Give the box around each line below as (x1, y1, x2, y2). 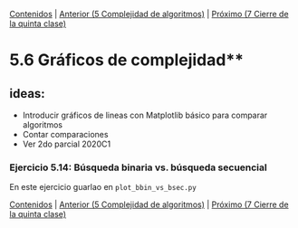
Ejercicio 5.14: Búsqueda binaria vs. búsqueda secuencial (9, 161, 267, 174)
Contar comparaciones (22, 129, 109, 139)
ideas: (9, 86, 45, 101)
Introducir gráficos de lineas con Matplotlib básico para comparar (22, 109, 268, 120)
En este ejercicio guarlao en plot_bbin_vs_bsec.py (9, 182, 197, 193)
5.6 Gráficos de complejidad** (9, 50, 245, 71)
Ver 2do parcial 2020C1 (22, 138, 111, 149)
